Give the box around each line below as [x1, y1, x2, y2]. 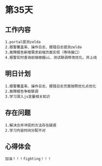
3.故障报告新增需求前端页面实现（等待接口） [5, 50, 82, 55]
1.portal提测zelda [5, 40, 41, 44]
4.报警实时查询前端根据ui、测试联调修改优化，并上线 [5, 55, 97, 60]
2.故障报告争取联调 [5, 89, 39, 94]
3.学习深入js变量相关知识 [5, 94, 50, 99]
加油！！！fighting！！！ [5, 157, 52, 162]
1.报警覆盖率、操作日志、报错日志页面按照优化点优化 [5, 83, 96, 88]
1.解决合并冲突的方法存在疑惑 [5, 123, 57, 127]
